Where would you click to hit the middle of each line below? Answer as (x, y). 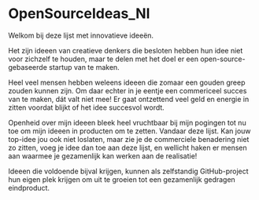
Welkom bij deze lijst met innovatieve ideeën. (81, 35)
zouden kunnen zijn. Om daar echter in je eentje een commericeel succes (128, 90)
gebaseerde (28, 67)
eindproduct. (29, 187)
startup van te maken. (84, 67)
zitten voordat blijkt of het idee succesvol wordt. (87, 107)
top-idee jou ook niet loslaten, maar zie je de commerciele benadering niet (129, 139)
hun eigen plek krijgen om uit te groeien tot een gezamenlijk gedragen (122, 179)
